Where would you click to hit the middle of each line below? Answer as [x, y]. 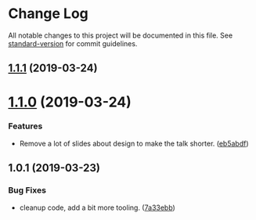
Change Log [48, 14]
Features [25, 126]
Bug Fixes [27, 190]
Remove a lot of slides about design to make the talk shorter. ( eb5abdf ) [134, 143]
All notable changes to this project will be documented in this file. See [121, 35]
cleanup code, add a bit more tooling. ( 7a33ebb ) [97, 207]
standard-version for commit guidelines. [73, 43]
